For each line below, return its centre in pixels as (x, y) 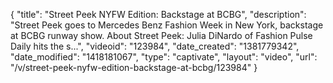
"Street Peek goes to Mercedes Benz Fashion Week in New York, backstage (167, 25)
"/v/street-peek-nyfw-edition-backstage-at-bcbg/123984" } (134, 67)
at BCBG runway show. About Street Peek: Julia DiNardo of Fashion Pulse (161, 35)
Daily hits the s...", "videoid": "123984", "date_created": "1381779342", (155, 46)
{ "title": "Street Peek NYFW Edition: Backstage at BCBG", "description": (158, 14)
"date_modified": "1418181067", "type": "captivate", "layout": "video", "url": (164, 57)
